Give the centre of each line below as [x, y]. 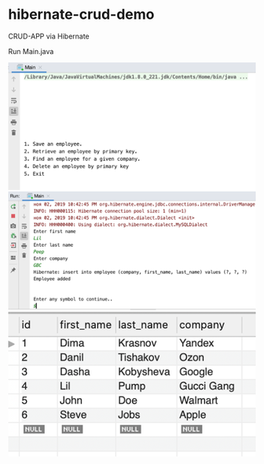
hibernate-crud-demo [81, 15]
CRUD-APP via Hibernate [49, 36]
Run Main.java [31, 51]
